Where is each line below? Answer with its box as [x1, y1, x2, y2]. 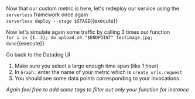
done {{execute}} [6, 40, 45, 47]
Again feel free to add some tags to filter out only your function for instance [6, 86, 189, 93]
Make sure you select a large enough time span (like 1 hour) [14, 62, 159, 69]
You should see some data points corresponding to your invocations [14, 75, 180, 82]
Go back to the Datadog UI [6, 51, 70, 58]
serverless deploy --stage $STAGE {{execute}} [6, 17, 118, 24]
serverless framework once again [6, 11, 88, 18]
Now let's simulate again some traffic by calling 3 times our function [6, 29, 170, 36]
